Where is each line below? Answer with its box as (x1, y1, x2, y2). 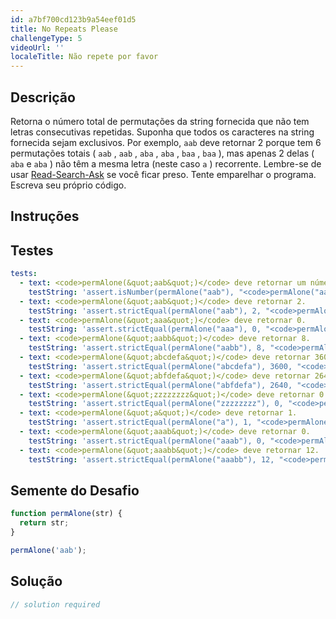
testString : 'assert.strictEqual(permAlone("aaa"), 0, (28, 324, 262, 335)
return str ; (19, 518, 70, 528)
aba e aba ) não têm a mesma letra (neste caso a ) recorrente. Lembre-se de (10, 157, 322, 170)
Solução (10, 573, 63, 590)
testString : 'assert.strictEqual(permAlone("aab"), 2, (28, 306, 262, 316)
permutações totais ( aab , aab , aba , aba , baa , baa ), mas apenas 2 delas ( (10, 147, 315, 159)
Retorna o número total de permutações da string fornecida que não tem (10, 115, 310, 127)
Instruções (10, 208, 80, 225)
